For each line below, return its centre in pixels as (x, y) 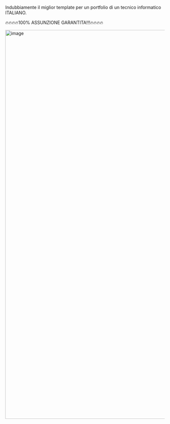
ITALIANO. (16, 13)
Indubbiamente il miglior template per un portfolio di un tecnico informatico (83, 7)
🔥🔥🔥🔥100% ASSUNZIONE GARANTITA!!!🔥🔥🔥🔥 (54, 23)
